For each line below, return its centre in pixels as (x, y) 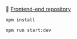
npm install (20, 20)
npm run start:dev (28, 30)
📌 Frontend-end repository (38, 9)
